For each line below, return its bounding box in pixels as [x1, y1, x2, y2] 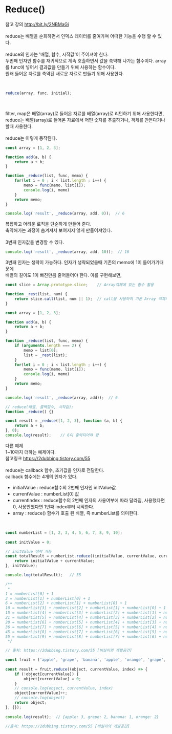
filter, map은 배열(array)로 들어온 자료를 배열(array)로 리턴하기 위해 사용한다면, [5, 110, 164, 116]
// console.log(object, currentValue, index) [14, 686, 114, 691]
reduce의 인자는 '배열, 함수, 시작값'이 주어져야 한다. [5, 51, 109, 57]
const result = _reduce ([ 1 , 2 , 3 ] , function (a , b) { [5, 418, 123, 423]
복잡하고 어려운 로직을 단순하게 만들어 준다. [5, 221, 92, 227]
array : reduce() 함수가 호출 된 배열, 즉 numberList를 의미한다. [12, 510, 139, 516]
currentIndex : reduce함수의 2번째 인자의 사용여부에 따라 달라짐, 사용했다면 [12, 497, 165, 503]
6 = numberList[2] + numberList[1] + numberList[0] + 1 [5, 600, 127, 606]
